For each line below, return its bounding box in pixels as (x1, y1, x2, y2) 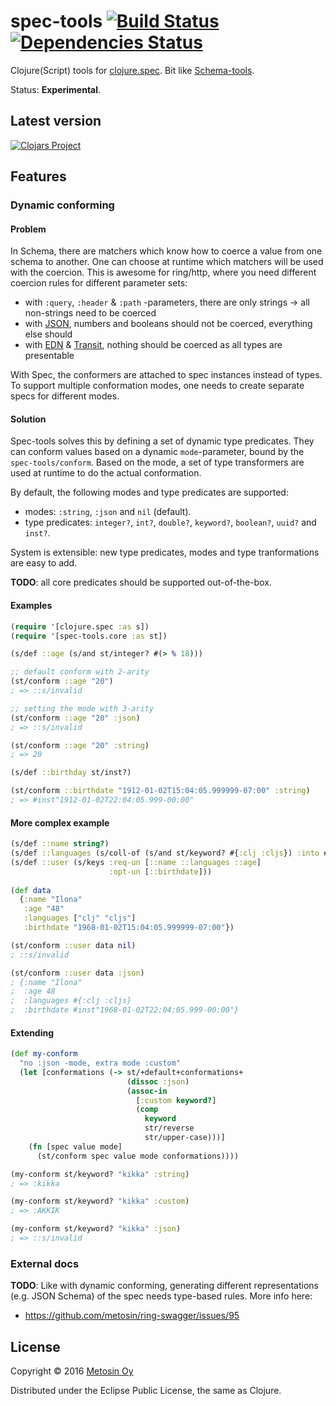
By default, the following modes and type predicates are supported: (10, 486, 289, 499)
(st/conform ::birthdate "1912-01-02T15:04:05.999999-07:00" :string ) (10, 786, 311, 796)
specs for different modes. (10, 390, 120, 402)
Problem (10, 223, 47, 235)
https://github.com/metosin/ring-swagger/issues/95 (24, 1310, 240, 1322)
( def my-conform (10, 1049, 78, 1059)
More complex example (10, 816, 110, 829)
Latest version (10, 113, 102, 130)
